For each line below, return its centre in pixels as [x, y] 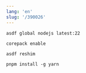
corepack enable [26, 44]
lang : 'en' [19, 11]
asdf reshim [21, 54]
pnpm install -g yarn [33, 64]
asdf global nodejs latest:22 [43, 33]
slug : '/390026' [26, 17]
